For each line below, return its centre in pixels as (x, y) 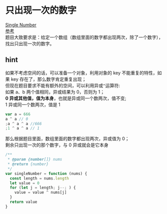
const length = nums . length (40, 178)
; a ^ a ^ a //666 (24, 124)
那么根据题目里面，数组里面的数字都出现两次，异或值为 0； (67, 139)
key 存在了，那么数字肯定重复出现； (48, 79)
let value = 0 (25, 183)
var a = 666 (18, 114)
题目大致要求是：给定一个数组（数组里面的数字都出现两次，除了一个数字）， (84, 37)
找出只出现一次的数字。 (30, 43)
